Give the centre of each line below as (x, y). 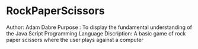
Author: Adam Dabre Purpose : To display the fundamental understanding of (99, 27)
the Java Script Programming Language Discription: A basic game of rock (96, 33)
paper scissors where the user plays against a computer (75, 40)
